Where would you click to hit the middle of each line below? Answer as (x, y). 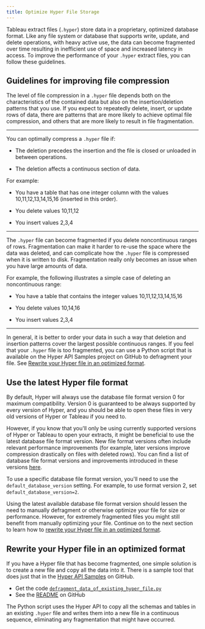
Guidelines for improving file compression (88, 81)
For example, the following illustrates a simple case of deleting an (88, 278)
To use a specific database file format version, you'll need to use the (92, 479)
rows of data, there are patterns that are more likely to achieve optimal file (99, 115)
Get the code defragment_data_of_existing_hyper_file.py (88, 588)
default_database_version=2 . (43, 492)
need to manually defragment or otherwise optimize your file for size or (96, 510)
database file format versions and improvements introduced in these (92, 461)
